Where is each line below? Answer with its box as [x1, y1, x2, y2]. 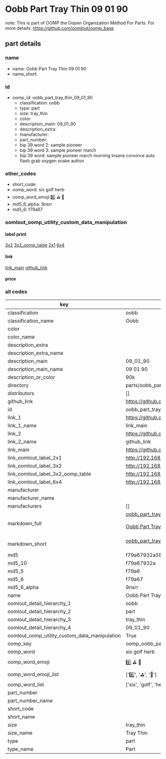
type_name [7, 746, 34, 753]
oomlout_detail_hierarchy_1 [7, 600, 71, 607]
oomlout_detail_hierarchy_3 [7, 616, 71, 623]
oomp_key [7, 641, 32, 647]
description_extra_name [7, 350, 63, 356]
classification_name [7, 317, 54, 324]
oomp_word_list [7, 681, 44, 688]
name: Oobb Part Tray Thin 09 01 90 [12, 65, 86, 71]
